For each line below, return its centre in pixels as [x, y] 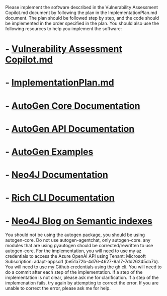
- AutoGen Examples [49, 152]
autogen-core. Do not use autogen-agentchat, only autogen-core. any [78, 240]
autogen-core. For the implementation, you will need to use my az [73, 251]
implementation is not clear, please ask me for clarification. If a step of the [82, 278]
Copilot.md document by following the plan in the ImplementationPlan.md [81, 13]
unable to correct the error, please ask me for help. [58, 288]
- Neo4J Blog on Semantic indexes [79, 221]
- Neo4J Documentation [57, 175]
